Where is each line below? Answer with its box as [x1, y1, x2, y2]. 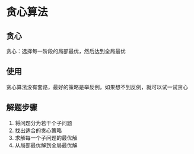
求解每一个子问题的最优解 [14, 134, 78, 141]
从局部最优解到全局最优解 [14, 142, 78, 149]
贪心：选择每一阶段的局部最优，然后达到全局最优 [6, 48, 126, 54]
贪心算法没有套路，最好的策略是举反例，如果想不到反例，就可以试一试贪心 [6, 84, 188, 91]
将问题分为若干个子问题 [14, 119, 72, 126]
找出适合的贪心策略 [14, 127, 62, 134]
